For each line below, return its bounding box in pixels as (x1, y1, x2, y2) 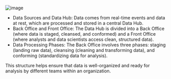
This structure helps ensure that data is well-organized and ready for (5, 63, 150, 68)
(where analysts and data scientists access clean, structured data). (12, 36, 154, 42)
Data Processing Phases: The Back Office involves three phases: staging (12, 42, 166, 48)
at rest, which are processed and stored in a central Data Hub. (12, 20, 144, 26)
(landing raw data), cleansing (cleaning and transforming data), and (12, 47, 155, 53)
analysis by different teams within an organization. (5, 68, 111, 74)
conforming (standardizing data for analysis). (12, 52, 108, 59)
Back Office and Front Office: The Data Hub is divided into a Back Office (12, 25, 165, 32)
